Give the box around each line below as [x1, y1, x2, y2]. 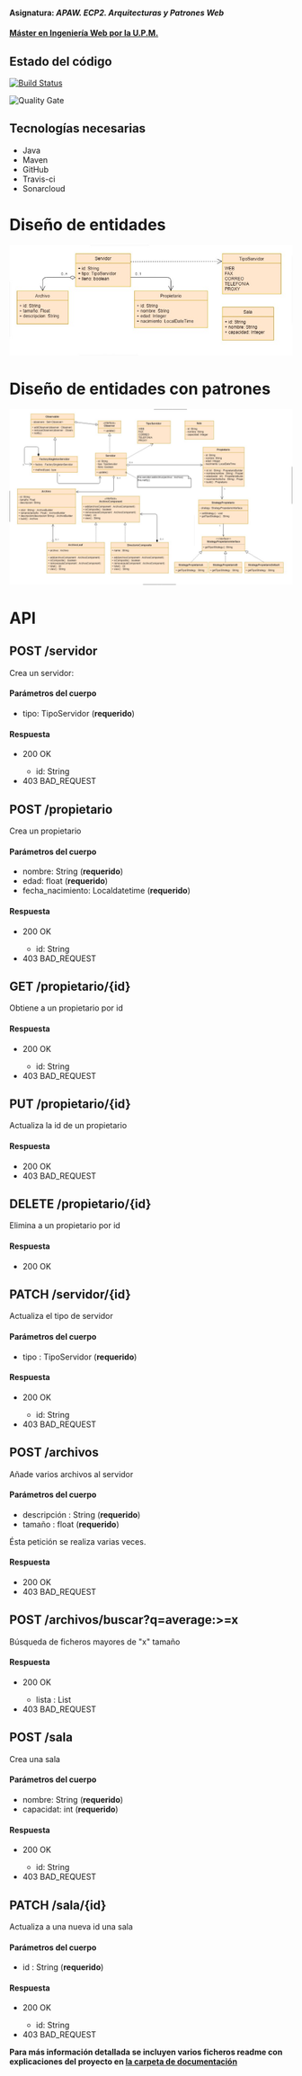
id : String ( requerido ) [22, 1962, 104, 1973]
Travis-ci [22, 174, 56, 184]
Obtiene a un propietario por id [9, 1002, 123, 1013]
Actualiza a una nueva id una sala [9, 1921, 133, 1932]
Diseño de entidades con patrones [9, 379, 271, 399]
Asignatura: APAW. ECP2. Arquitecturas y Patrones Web [9, 7, 225, 18]
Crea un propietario [9, 825, 82, 836]
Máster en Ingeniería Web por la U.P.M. [9, 28, 159, 39]
